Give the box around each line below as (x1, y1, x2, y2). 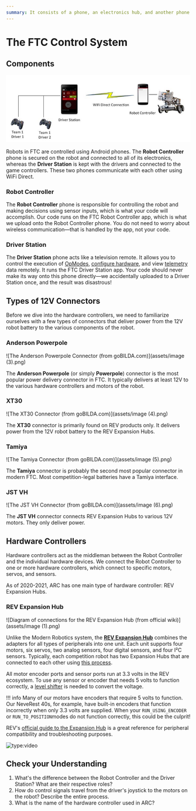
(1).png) (41, 622, 60, 629)
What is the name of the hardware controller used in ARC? (14, 799, 155, 806)
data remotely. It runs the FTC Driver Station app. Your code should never (6, 266, 183, 273)
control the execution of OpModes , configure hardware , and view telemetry (6, 260, 188, 267)
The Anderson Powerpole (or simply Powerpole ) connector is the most (6, 370, 179, 377)
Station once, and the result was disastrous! (6, 279, 112, 286)
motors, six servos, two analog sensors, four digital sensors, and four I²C (6, 646, 182, 654)
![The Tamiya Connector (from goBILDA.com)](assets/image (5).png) (6, 456, 173, 463)
